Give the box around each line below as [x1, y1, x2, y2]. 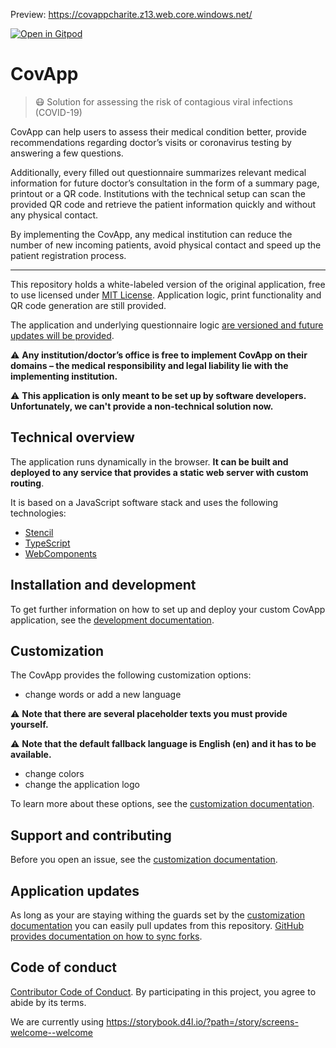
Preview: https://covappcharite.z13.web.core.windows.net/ [10, 9, 253, 20]
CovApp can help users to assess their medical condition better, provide [10, 125, 307, 138]
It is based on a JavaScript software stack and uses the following [10, 496, 279, 508]
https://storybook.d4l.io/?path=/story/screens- [106, 1015, 299, 1028]
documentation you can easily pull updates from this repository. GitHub [10, 920, 304, 931]
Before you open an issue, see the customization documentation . [10, 854, 278, 866]
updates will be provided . [10, 329, 115, 341]
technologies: [10, 507, 67, 519]
